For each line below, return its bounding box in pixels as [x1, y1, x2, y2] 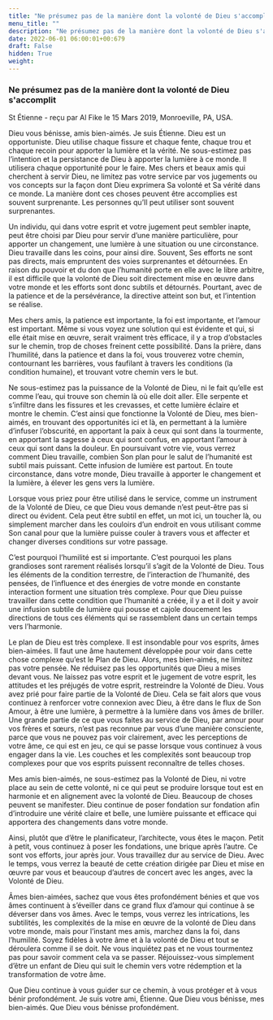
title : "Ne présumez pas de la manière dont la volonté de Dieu [8, 11, 231, 20]
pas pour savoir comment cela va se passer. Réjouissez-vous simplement [8, 953, 254, 962]
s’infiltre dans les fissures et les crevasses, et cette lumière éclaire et [8, 400, 240, 410]
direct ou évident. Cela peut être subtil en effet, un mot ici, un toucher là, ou [8, 511, 262, 521]
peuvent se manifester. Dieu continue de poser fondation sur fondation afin [8, 800, 260, 809]
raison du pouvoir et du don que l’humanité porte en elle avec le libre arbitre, [8, 265, 265, 275]
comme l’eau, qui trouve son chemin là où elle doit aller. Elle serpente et [8, 392, 249, 401]
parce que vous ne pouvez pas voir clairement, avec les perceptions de [8, 732, 248, 742]
